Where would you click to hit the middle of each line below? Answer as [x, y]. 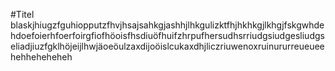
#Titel [22, 14]
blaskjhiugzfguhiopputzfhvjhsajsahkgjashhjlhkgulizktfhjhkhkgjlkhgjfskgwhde [167, 25]
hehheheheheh [41, 57]
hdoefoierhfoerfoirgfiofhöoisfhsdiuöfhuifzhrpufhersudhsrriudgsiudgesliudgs [167, 35]
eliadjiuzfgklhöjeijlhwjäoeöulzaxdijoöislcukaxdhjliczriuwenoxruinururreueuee [167, 46]
